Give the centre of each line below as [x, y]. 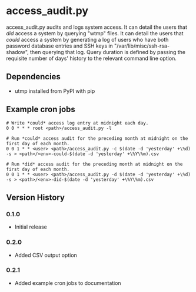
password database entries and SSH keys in [59, 46]
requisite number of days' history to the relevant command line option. [91, 58]
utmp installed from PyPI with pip [55, 91]
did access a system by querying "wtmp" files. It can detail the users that [95, 33]
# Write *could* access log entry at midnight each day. [77, 123]
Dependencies [33, 77]
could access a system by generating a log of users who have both [87, 39]
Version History [35, 197]
